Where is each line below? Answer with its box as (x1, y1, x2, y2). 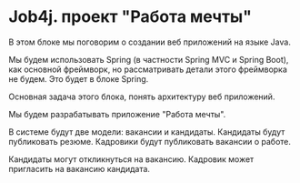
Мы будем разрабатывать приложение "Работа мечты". (8, 108, 226, 119)
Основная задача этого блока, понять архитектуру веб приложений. (8, 91, 275, 102)
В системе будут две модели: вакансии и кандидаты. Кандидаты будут (8, 126, 285, 137)
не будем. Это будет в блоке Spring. (8, 73, 149, 84)
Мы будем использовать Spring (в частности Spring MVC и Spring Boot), (8, 54, 289, 65)
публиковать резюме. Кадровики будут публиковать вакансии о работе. (8, 136, 292, 147)
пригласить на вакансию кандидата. (8, 163, 151, 174)
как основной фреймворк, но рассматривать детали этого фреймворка (8, 64, 288, 75)
